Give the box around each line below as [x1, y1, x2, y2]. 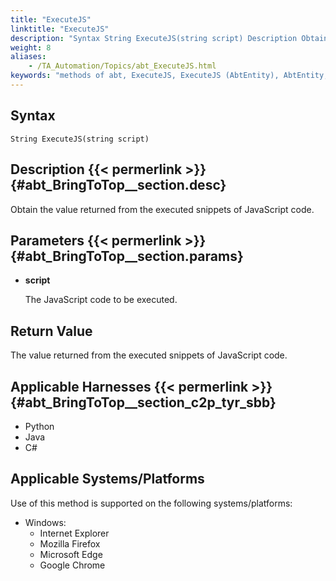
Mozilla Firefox [39, 537, 101, 550]
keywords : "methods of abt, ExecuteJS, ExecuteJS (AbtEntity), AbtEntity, [10, 71, 329, 81]
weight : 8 [10, 42, 52, 53]
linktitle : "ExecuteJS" [10, 24, 110, 34]
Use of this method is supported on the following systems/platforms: [10, 497, 293, 509]
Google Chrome [39, 559, 106, 571]
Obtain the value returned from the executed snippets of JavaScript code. [10, 203, 315, 215]
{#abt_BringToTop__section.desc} [10, 177, 227, 194]
